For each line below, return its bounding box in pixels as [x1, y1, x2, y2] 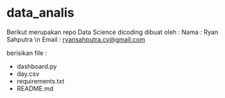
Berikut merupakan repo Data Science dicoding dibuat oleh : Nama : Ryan [6, 28, 219, 36]
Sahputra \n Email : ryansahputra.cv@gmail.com [6, 35, 145, 43]
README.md [16, 84, 54, 92]
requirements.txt [16, 76, 65, 85]
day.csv [16, 70, 40, 78]
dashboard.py [16, 62, 57, 70]
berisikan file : [6, 49, 48, 57]
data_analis [6, 5, 75, 21]
